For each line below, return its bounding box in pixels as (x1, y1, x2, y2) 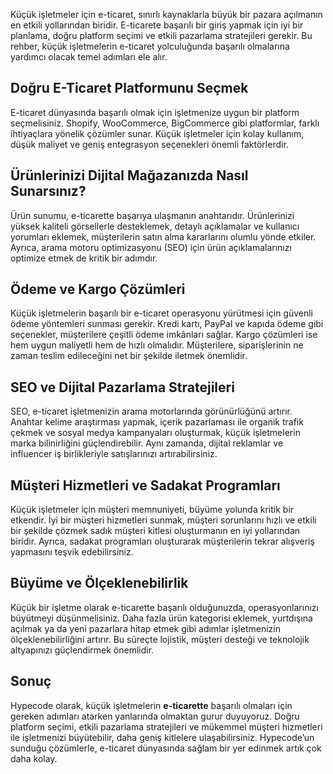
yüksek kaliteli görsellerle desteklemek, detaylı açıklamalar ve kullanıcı (10, 220, 300, 232)
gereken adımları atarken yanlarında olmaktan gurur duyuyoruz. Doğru (10, 710, 300, 722)
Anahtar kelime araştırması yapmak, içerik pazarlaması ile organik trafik (10, 416, 304, 428)
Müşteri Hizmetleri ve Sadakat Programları (10, 477, 281, 494)
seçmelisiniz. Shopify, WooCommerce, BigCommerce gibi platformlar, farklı (10, 117, 320, 129)
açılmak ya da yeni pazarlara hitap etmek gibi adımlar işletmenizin (10, 622, 281, 634)
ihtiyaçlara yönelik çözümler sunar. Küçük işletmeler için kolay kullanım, (10, 127, 305, 139)
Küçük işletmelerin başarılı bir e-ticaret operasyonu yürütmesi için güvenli (10, 307, 314, 319)
